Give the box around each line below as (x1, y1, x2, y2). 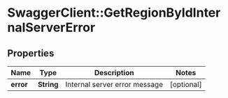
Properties (7, 47, 55, 59)
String (37, 80, 59, 89)
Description (94, 68, 134, 77)
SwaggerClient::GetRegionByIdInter (7, 5, 221, 21)
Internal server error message (65, 80, 163, 89)
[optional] (170, 80, 202, 89)
